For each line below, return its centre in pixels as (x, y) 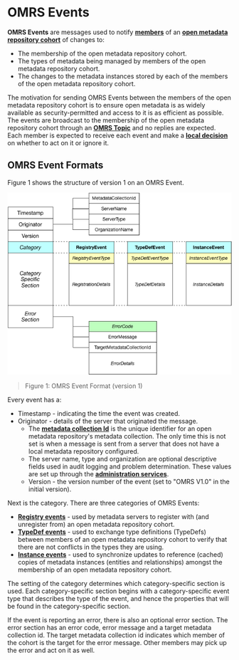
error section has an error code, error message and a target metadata (110, 627)
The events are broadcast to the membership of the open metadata (106, 120)
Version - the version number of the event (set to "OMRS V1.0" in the (129, 481)
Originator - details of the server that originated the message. (108, 421)
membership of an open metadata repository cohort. (95, 570)
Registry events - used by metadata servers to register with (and (113, 516)
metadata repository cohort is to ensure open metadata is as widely (106, 105)
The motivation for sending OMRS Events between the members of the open (119, 98)
